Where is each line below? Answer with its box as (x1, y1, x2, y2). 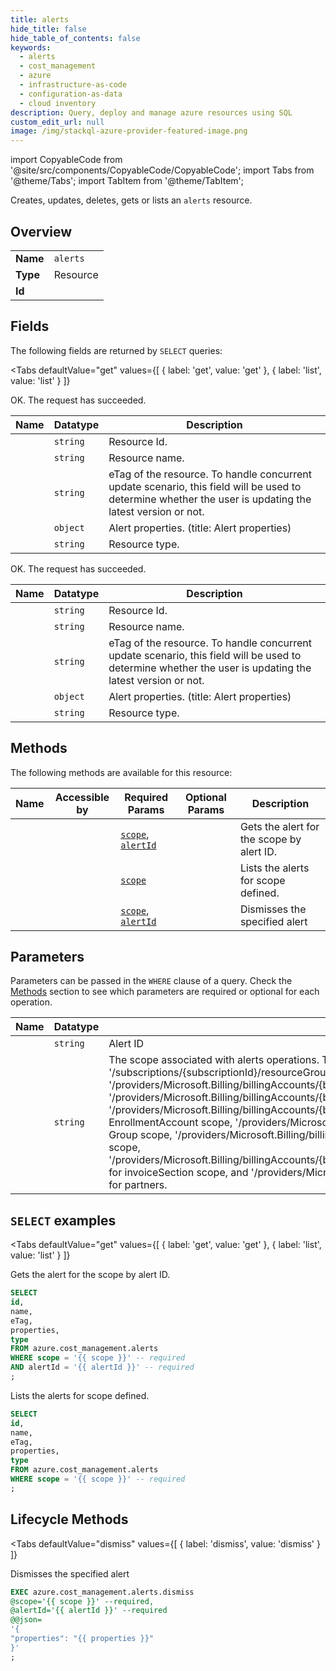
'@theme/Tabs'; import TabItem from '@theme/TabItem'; (10, 175, 244, 187)
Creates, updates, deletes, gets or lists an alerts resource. (10, 194, 253, 206)
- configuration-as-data (19, 89, 123, 99)
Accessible (54, 790, 110, 804)
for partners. (108, 1178, 168, 1192)
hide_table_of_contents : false (10, 33, 141, 43)
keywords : (10, 42, 52, 53)
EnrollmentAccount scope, (108, 1116, 233, 1130)
